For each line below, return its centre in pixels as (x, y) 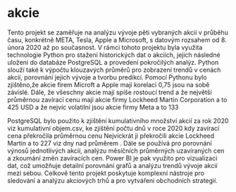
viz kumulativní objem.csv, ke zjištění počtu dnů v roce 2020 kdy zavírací (113, 128)
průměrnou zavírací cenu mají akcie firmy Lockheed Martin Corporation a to (117, 99)
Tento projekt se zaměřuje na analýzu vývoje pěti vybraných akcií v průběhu (118, 32)
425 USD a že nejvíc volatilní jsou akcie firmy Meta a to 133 (93, 107)
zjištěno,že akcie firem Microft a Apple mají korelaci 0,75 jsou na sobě (108, 84)
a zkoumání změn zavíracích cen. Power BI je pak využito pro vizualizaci (112, 158)
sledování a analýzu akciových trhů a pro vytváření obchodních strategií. (113, 180)
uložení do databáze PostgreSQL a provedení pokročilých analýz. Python (113, 62)
